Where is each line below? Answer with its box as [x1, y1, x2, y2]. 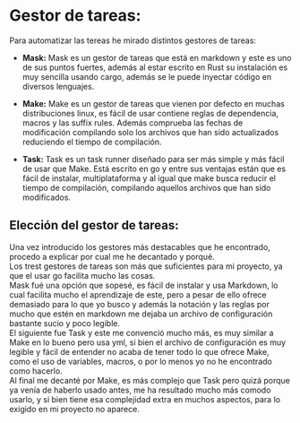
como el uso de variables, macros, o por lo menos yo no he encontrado [9, 356, 273, 367]
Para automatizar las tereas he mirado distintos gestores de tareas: [9, 35, 257, 46]
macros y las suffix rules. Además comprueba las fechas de [21, 117, 244, 128]
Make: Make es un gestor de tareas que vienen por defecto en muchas [21, 98, 285, 108]
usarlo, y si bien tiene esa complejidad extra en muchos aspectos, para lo [9, 393, 280, 404]
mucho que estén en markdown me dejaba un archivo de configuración [9, 308, 273, 319]
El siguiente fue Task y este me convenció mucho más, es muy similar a [9, 327, 274, 338]
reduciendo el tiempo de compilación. [21, 136, 162, 147]
